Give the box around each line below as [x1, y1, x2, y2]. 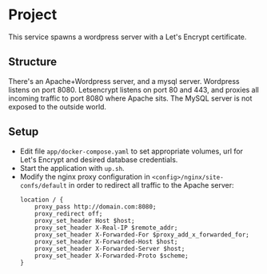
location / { [19, 196, 64, 204]
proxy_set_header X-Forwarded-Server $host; [34, 244, 185, 252]
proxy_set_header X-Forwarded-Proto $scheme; [34, 252, 189, 260]
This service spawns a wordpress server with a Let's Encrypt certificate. [8, 32, 247, 42]
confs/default [19, 181, 67, 189]
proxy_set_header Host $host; [34, 216, 135, 224]
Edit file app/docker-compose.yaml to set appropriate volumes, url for [19, 146, 244, 156]
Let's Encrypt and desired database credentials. [19, 154, 178, 165]
